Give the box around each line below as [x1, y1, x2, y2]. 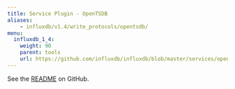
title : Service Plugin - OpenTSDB [7, 10, 108, 17]
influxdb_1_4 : [13, 36, 55, 43]
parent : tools [20, 49, 61, 56]
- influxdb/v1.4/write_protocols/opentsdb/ [20, 23, 149, 30]
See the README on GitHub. [7, 74, 90, 83]
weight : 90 [20, 42, 52, 49]
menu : [7, 29, 23, 37]
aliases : [7, 17, 33, 24]
